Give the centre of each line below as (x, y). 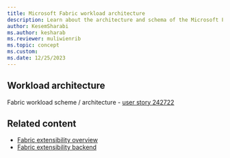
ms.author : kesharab (37, 32)
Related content (42, 123)
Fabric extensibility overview (57, 140)
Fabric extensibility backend (57, 147)
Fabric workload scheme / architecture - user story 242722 (91, 102)
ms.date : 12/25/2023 (37, 58)
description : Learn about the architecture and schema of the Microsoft (113, 20)
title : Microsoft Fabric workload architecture (76, 13)
